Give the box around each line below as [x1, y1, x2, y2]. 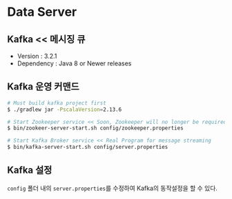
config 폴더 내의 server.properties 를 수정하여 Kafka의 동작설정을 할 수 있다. [7, 184, 217, 192]
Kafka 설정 [7, 165, 52, 176]
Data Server [7, 4, 77, 20]
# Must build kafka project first [7, 99, 107, 107]
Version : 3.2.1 [17, 52, 57, 60]
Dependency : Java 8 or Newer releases [17, 59, 132, 67]
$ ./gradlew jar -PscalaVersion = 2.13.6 [7, 106, 122, 113]
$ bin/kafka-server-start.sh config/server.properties [7, 144, 168, 151]
